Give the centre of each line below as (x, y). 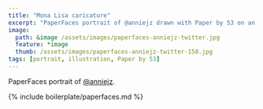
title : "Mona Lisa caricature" (59, 15)
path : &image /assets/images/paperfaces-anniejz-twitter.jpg (118, 37)
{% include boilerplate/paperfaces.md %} (76, 96)
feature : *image (42, 45)
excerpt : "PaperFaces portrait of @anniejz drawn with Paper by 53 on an (132, 23)
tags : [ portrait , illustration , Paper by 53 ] (84, 60)
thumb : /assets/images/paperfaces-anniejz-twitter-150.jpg (114, 52)
